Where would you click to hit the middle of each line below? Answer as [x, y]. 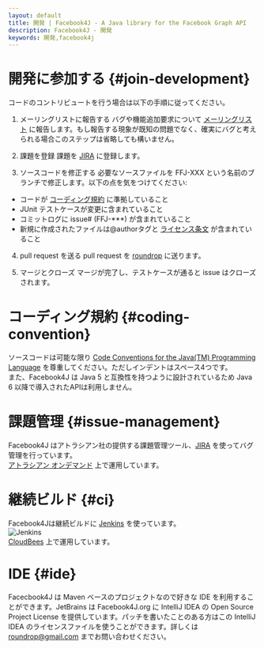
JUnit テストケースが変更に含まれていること [91, 209]
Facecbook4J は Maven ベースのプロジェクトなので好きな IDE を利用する [128, 597]
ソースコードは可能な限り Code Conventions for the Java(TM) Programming [132, 357]
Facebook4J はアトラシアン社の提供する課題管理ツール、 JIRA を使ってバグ [131, 445]
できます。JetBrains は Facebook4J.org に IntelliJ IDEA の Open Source [138, 606]
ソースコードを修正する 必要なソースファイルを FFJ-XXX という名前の [134, 173]
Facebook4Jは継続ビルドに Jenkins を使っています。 [94, 523]
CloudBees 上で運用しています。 [61, 541]
